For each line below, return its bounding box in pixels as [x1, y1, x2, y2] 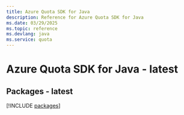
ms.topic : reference [6, 25, 58, 32]
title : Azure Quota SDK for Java [6, 8, 90, 15]
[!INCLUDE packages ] [6, 102, 61, 109]
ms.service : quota [6, 37, 52, 43]
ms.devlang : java [6, 31, 50, 37]
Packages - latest [6, 86, 73, 96]
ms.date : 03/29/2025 [6, 20, 58, 26]
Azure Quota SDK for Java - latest [6, 62, 179, 76]
